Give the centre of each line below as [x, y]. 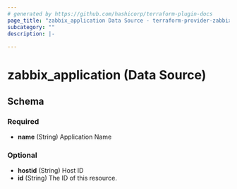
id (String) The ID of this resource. [67, 178]
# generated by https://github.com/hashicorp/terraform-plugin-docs [110, 14]
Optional [22, 155]
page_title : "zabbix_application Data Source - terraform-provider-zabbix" [121, 21]
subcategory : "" [31, 27]
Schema [26, 101]
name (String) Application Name [65, 137]
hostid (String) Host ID [50, 171]
